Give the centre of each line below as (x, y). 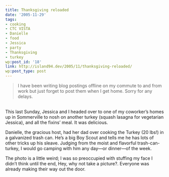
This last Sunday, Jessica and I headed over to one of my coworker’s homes (85, 112)
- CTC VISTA (18, 29)
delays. (25, 96)
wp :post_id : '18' (24, 62)
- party (13, 48)
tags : (11, 19)
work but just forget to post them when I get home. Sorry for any (85, 91)
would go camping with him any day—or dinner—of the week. (87, 148)
